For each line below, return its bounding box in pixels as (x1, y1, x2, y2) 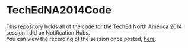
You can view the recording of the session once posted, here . (6, 35, 157, 42)
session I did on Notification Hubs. (6, 29, 90, 36)
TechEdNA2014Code (6, 4, 111, 17)
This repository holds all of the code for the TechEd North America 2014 (6, 23, 182, 30)
